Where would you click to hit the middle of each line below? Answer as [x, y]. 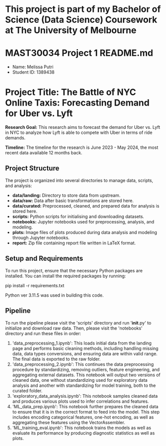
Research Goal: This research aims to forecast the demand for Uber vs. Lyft [83, 127]
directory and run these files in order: [43, 333]
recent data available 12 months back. [44, 153]
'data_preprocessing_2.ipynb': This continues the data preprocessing [83, 364]
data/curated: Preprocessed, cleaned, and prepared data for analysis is [86, 206]
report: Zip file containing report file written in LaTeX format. [74, 243]
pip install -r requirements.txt [35, 285]
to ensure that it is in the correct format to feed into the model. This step [86, 412]
